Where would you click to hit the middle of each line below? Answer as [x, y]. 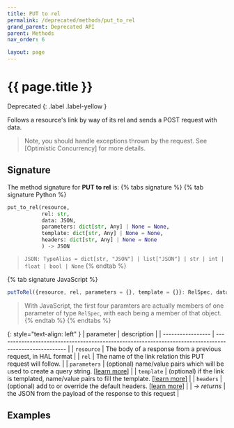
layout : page [26, 52]
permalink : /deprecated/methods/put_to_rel [71, 20]
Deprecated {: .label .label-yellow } [57, 106]
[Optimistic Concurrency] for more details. [85, 148]
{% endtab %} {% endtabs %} [68, 320]
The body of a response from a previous [163, 349]
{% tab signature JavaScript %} [53, 279]
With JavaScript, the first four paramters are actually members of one [124, 306]
